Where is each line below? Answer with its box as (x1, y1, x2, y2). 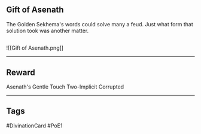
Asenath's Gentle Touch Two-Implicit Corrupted (6, 83, 124, 90)
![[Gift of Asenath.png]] (6, 44, 64, 51)
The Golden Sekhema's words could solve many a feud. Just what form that (6, 20, 193, 28)
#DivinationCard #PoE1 (6, 122, 63, 129)
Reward (6, 67, 36, 77)
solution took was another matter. (6, 27, 89, 34)
